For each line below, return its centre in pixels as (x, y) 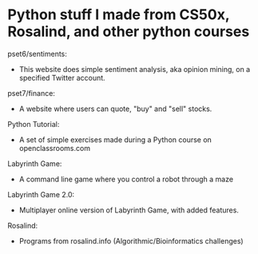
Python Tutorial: (34, 124)
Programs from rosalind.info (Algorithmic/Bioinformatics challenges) (131, 240)
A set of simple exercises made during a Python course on (115, 139)
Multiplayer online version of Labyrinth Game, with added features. (129, 210)
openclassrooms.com (55, 148)
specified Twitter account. (62, 77)
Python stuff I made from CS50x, (119, 15)
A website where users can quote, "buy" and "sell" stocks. (115, 109)
